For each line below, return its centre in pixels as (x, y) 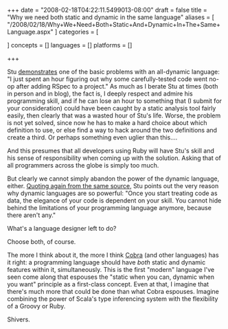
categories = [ (79, 32)
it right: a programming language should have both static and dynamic (106, 262)
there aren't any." (32, 215)
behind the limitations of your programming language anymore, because (109, 208)
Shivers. (19, 319)
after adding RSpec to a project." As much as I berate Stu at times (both (117, 86)
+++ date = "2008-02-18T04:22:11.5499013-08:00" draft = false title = (107, 10)
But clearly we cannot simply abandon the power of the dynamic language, (113, 179)
